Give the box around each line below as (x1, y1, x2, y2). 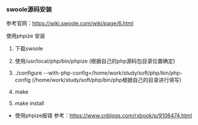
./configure (14, 69, 43, 76)
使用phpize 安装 (6, 33, 46, 40)
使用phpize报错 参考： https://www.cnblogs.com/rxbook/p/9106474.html (14, 112, 192, 119)
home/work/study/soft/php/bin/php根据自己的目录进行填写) (35, 76, 182, 84)
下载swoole (14, 45, 43, 52)
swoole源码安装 (6, 5, 52, 13)
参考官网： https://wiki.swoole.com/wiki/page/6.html (6, 20, 134, 27)
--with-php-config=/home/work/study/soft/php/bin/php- (43, 69, 183, 76)
